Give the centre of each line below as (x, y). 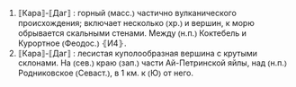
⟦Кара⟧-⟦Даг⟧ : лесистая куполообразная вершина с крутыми (138, 53)
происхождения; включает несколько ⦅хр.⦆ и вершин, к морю (136, 23)
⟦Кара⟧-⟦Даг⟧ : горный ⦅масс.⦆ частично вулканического (127, 13)
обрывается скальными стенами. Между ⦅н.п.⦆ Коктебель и (132, 33)
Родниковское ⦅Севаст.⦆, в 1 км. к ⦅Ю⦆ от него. (105, 73)
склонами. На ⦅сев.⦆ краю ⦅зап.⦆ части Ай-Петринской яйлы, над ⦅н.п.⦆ (152, 63)
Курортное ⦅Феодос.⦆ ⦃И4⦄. (72, 43)
